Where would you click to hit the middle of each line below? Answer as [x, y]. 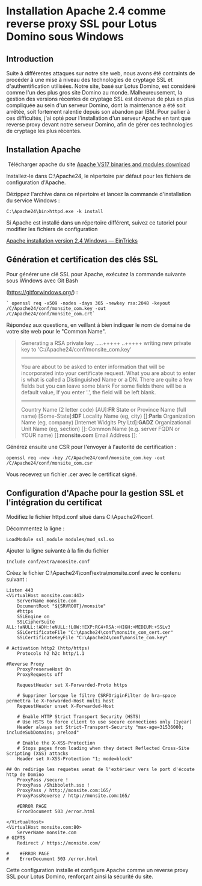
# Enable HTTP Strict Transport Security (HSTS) [79, 717]
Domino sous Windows [65, 37]
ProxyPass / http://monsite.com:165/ [64, 791]
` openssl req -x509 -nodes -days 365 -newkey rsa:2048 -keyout [88, 303]
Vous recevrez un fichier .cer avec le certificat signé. [72, 474]
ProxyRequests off [40, 675]
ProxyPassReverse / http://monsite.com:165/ [74, 796]
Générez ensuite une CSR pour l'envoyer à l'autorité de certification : [91, 447]
